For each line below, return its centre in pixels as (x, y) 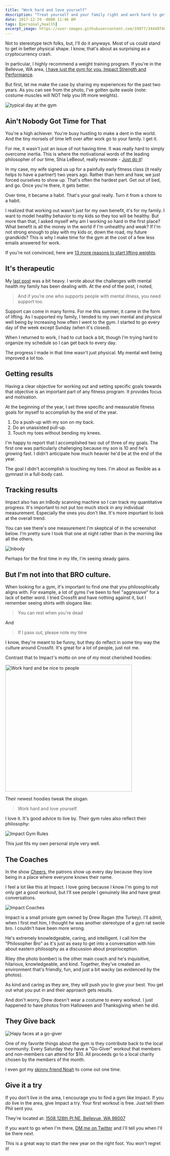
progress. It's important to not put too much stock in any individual (75, 508)
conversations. (21, 898)
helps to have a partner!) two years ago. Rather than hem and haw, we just (83, 174)
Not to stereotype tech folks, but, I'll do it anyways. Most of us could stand (83, 43)
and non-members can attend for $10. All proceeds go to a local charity (80, 1054)
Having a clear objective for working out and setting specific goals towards (83, 386)
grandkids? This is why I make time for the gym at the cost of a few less (80, 237)
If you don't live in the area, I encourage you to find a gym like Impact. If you (85, 1098)
